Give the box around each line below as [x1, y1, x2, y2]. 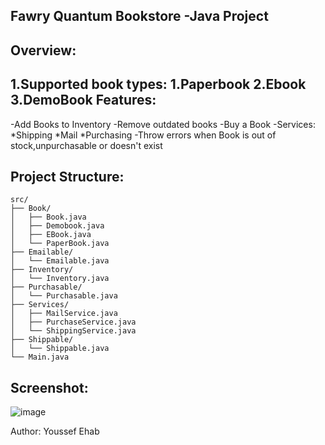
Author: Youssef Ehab [10, 425, 100, 438]
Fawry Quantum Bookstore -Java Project [10, 8, 269, 25]
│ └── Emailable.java [10, 256, 110, 266]
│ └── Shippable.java [10, 344, 110, 354]
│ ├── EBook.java [10, 230, 92, 240]
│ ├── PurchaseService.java [10, 317, 137, 328]
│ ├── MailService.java [10, 309, 118, 319]
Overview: [10, 42, 77, 59]
